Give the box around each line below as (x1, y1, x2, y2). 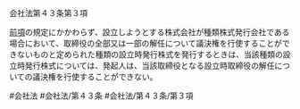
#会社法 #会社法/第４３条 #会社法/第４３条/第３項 (9, 90, 194, 101)
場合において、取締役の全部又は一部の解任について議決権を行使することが (9, 38, 283, 48)
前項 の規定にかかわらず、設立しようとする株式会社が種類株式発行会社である (9, 27, 290, 38)
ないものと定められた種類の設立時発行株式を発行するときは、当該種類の (16, 49, 283, 60)
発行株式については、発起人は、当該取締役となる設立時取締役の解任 (24, 61, 275, 71)
